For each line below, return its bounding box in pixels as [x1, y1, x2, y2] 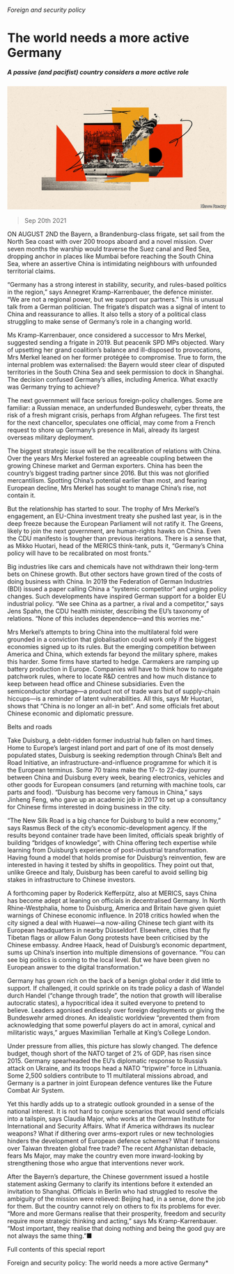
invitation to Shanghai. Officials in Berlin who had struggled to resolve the [7, 1188, 218, 1196]
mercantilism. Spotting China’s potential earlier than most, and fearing [7, 476, 208, 485]
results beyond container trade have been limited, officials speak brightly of [7, 831, 224, 839]
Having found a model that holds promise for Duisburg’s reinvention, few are [7, 853, 226, 862]
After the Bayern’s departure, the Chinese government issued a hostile [7, 1172, 209, 1181]
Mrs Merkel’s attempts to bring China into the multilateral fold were [7, 628, 198, 637]
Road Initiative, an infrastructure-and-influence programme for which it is [7, 759, 217, 767]
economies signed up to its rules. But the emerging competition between [7, 643, 216, 651]
